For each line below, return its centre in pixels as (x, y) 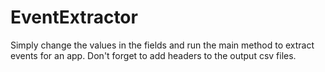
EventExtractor (74, 17)
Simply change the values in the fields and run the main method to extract (162, 45)
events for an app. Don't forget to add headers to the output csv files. (153, 55)
